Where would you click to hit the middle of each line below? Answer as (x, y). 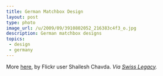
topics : (16, 39)
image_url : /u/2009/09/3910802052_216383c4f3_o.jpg (71, 28)
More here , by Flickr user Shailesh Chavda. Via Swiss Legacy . (82, 67)
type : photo (21, 22)
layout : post (22, 17)
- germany (21, 50)
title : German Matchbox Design (45, 11)
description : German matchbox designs (54, 34)
